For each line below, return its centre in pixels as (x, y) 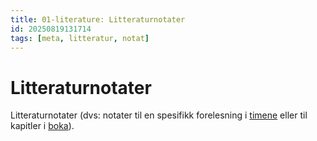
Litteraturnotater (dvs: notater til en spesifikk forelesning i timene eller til (159, 115)
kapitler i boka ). (42, 126)
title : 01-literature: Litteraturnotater (98, 19)
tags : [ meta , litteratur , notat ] (80, 38)
